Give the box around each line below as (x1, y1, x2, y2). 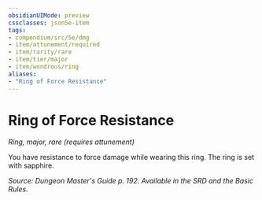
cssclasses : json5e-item (8, 19, 90, 27)
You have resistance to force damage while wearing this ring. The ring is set (8, 153, 254, 162)
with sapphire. (8, 161, 54, 170)
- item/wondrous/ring (8, 63, 79, 71)
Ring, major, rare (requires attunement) (8, 137, 135, 146)
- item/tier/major (8, 56, 68, 64)
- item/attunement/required (8, 41, 101, 49)
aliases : (8, 70, 37, 78)
